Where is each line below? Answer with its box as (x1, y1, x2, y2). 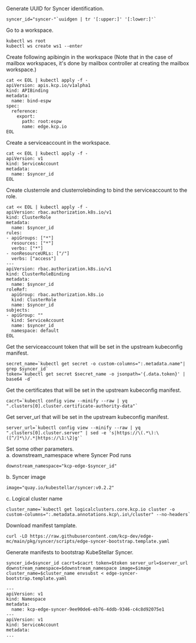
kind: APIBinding (6, 88, 49, 94)
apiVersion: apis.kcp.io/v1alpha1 (6, 82, 91, 88)
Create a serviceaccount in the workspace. (6, 139, 111, 146)
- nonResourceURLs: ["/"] (6, 251, 69, 256)
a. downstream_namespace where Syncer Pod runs (6, 452, 131, 458)
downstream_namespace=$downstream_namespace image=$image (6, 565, 151, 571)
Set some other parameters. (6, 445, 74, 452)
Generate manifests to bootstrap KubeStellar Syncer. (6, 549, 134, 555)
